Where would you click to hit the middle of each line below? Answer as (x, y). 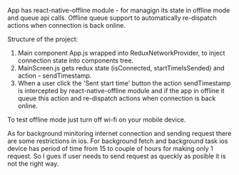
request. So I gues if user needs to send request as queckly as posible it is (117, 156)
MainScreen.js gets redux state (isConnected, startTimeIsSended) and (121, 68)
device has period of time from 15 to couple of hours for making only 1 (110, 148)
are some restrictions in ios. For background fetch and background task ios (118, 141)
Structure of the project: (43, 39)
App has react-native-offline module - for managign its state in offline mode (119, 10)
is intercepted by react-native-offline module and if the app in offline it (121, 91)
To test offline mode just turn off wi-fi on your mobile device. (97, 120)
